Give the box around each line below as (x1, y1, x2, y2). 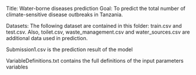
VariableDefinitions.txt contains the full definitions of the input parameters (6, 58, 184, 64)
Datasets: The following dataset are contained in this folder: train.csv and (6, 23, 182, 29)
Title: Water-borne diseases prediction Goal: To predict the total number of (6, 5, 185, 12)
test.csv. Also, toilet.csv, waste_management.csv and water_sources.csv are (6, 28, 190, 35)
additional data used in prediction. (6, 35, 88, 41)
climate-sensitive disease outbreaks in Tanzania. (6, 11, 124, 18)
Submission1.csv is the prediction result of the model (6, 46, 133, 53)
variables (6, 63, 28, 70)
